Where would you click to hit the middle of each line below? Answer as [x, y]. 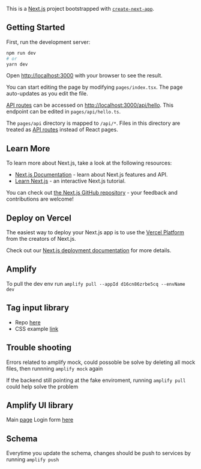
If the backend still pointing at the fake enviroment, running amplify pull [96, 380]
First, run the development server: [48, 42]
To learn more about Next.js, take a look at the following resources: [89, 163]
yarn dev [17, 64]
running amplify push [33, 459]
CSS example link [37, 328]
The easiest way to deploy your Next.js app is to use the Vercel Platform [95, 232]
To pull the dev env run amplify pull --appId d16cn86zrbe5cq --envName [96, 283]
